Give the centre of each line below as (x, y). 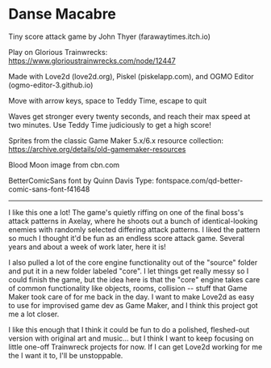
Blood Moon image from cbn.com (64, 165)
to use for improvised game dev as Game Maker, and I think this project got (133, 305)
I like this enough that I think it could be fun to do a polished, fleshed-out (129, 329)
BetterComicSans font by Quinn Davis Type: (81, 180)
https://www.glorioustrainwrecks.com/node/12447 (92, 61)
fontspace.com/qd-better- (200, 180)
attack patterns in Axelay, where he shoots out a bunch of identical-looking (133, 221)
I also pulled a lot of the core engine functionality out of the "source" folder (133, 262)
